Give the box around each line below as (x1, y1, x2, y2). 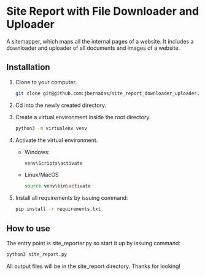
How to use (6, 223, 50, 234)
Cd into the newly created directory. (15, 101, 106, 109)
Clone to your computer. (15, 78, 77, 85)
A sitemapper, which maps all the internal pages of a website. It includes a (6, 37, 194, 45)
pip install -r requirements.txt (15, 206, 101, 213)
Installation (6, 62, 50, 73)
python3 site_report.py (6, 251, 68, 258)
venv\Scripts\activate (24, 160, 83, 167)
